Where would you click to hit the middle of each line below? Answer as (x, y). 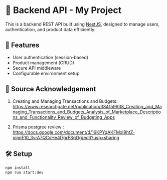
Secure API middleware (37, 68)
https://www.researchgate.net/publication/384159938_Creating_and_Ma (87, 106)
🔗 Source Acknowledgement (51, 89)
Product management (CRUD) (43, 63)
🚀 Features (22, 45)
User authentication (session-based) (50, 57)
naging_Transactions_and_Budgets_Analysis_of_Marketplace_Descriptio (87, 112)
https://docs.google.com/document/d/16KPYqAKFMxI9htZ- (74, 132)
